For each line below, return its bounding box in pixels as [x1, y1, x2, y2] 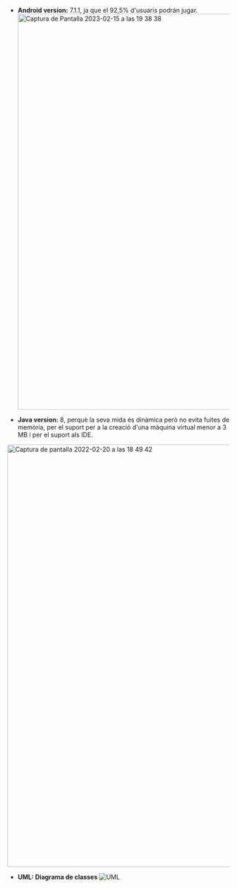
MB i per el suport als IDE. [17, 431, 93, 439]
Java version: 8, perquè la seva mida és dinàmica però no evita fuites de [17, 415, 230, 424]
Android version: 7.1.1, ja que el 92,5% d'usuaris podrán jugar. [17, 6, 198, 14]
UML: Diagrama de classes [17, 873, 98, 881]
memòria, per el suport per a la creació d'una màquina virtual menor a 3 [17, 423, 227, 431]
